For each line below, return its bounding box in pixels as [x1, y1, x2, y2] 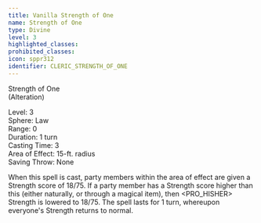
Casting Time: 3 [8, 140, 60, 149]
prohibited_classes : [8, 48, 76, 56]
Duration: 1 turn [8, 132, 58, 142]
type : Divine [8, 26, 51, 34]
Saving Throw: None [8, 157, 74, 167]
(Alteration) [8, 92, 45, 102]
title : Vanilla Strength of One [8, 11, 114, 20]
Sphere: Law [8, 115, 49, 125]
